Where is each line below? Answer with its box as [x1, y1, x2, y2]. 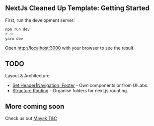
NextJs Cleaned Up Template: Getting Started [5, 4, 150, 12]
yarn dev [5, 36, 23, 41]
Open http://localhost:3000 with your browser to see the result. [5, 45, 135, 51]
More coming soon [5, 102, 65, 111]
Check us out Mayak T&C [5, 116, 57, 122]
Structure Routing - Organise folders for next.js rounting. [12, 88, 128, 94]
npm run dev [5, 27, 30, 32]
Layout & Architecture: [5, 73, 51, 79]
